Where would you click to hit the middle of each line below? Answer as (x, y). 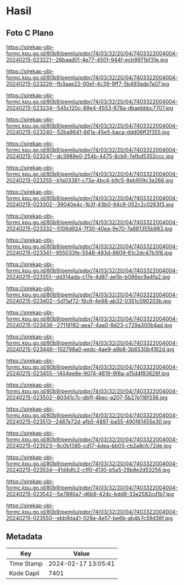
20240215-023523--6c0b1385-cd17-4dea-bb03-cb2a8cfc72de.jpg (89, 446)
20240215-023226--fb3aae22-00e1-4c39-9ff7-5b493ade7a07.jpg (88, 84)
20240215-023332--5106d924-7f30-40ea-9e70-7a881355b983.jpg (89, 229)
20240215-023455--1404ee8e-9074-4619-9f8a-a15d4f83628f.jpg (88, 373)
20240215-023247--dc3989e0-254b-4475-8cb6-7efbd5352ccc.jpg (90, 156)
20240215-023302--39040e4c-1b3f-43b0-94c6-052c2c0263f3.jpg (90, 204)
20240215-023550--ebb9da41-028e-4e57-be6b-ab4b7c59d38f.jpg (90, 518)
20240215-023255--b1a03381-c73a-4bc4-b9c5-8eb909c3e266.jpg (90, 180)
